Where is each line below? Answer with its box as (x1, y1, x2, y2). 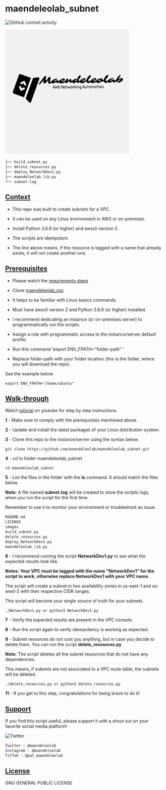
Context (5, 193, 31, 202)
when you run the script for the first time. (5, 495, 89, 501)
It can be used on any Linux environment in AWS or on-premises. (12, 216, 145, 222)
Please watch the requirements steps (12, 277, 88, 284)
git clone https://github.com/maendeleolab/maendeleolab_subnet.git (5, 447, 150, 452)
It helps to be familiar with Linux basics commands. (12, 297, 117, 303)
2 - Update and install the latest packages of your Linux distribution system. (5, 427, 160, 433)
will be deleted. (5, 672, 36, 677)
